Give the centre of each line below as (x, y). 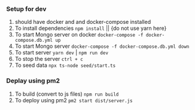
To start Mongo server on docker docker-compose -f (79, 35)
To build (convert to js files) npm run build (67, 94)
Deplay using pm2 (33, 81)
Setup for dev (26, 9)
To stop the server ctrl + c (49, 59)
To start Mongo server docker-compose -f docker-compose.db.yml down (102, 46)
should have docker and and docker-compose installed (83, 22)
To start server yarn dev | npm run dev (62, 53)
